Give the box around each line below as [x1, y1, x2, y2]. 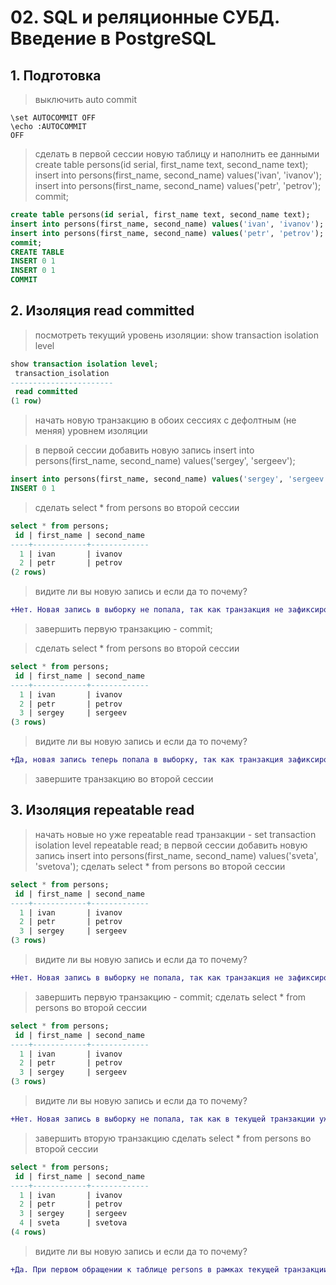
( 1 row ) [10, 396, 43, 406]
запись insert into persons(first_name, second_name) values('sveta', [34, 849, 319, 861]
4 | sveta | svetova [19, 1218, 128, 1228]
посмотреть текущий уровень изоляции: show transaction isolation [34, 329, 319, 341]
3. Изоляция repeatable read [10, 802, 195, 819]
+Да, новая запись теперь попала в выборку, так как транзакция [10, 755, 284, 765]
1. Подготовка [10, 67, 102, 84]
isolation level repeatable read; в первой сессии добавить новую [34, 839, 308, 851]
